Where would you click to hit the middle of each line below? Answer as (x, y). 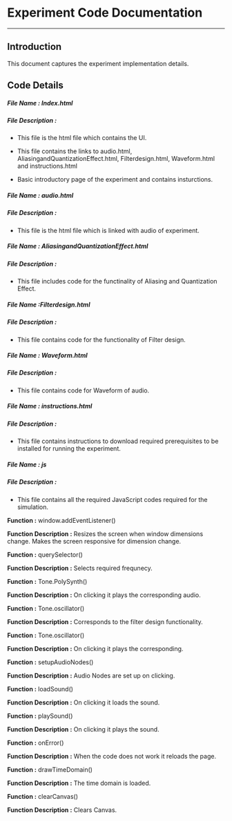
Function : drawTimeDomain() (50, 769)
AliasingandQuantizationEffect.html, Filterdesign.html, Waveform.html (116, 159)
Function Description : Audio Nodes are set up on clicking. (91, 675)
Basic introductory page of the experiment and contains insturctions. (115, 180)
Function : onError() (36, 743)
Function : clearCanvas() (42, 796)
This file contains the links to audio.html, (75, 151)
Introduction (35, 47)
